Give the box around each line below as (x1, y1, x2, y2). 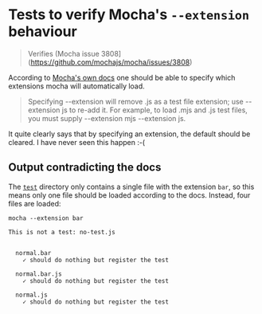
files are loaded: (8, 198, 61, 208)
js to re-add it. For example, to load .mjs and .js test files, (61, 105, 248, 115)
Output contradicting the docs (8, 161, 162, 175)
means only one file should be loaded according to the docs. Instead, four (8, 190, 251, 200)
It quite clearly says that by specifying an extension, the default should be (8, 129, 251, 139)
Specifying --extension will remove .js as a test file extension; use (27, 96, 244, 106)
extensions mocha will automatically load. (8, 81, 145, 91)
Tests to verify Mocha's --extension (8, 6, 249, 24)
